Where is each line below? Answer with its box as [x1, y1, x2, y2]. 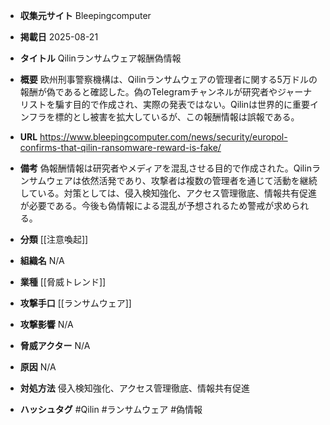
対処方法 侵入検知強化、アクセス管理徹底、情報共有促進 [19, 382, 251, 394]
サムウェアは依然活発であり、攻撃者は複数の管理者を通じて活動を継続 [28, 175, 318, 186]
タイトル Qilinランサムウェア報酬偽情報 [19, 52, 182, 64]
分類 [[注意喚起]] [19, 234, 89, 245]
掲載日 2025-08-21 [19, 31, 99, 43]
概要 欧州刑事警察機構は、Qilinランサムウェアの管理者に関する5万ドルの [19, 74, 318, 85]
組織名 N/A [19, 255, 65, 266]
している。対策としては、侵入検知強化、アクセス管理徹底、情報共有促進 [19, 187, 317, 199]
